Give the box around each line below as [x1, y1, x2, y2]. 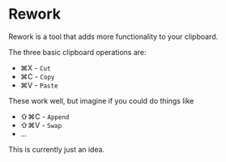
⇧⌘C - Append [19, 111, 70, 122]
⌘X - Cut [19, 62, 51, 73]
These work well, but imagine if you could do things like [8, 96, 194, 105]
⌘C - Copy [19, 71, 55, 81]
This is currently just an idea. [8, 144, 105, 154]
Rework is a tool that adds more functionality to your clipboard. [8, 32, 219, 41]
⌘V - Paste [19, 80, 58, 90]
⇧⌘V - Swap [19, 120, 62, 130]
